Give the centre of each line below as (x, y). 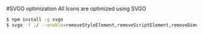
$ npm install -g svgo (35, 20)
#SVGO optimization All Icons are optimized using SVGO (76, 9)
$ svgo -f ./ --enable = (36, 25)
